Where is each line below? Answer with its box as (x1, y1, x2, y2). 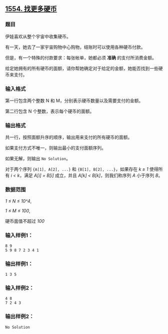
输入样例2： (5, 284, 34, 291)
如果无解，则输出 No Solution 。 (5, 156, 71, 162)
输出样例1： (5, 260, 33, 267)
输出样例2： (5, 313, 34, 320)
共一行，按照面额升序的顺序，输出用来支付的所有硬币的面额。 (5, 134, 132, 140)
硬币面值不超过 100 (5, 218, 45, 224)
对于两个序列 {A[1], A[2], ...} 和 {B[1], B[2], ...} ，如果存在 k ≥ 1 (5, 166, 148, 172)
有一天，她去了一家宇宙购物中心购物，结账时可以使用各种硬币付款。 (5, 44, 145, 50)
